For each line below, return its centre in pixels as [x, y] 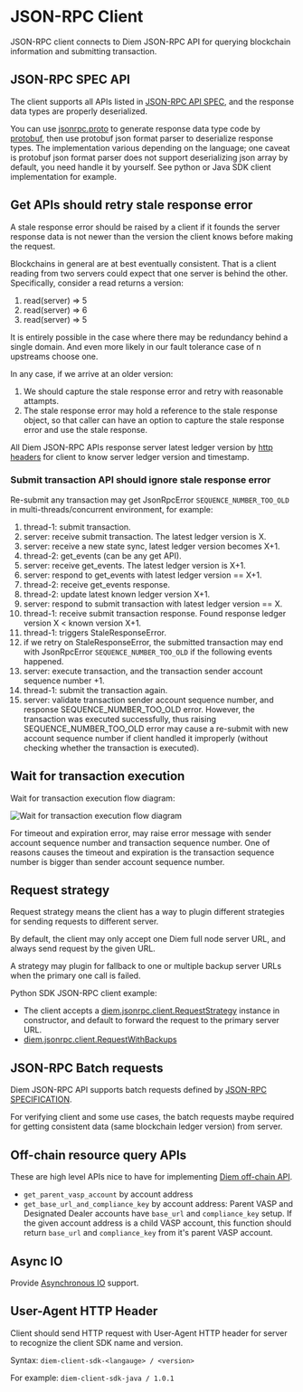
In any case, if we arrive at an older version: [92, 373]
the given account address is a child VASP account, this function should [157, 1223]
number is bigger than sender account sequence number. [118, 861]
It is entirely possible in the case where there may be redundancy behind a [149, 337]
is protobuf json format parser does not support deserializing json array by [149, 157]
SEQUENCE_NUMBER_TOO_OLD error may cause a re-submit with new [156, 729]
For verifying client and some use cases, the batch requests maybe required [152, 1117]
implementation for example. [63, 176]
